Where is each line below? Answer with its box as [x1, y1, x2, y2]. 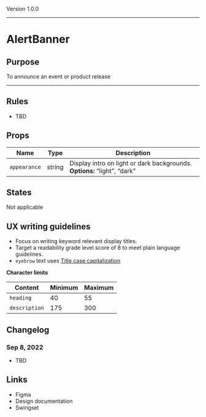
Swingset [15, 404, 39, 411]
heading [9, 295, 32, 302]
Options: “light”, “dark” [69, 167, 136, 175]
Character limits [6, 269, 48, 276]
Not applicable [6, 203, 44, 211]
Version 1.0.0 [6, 6, 39, 12]
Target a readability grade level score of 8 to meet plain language [15, 244, 180, 252]
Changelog [6, 325, 50, 335]
